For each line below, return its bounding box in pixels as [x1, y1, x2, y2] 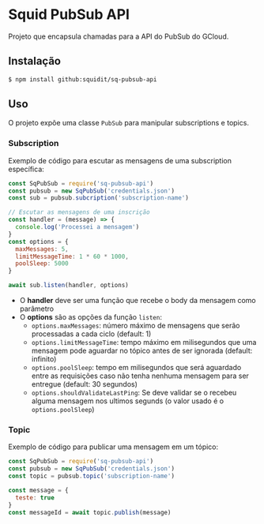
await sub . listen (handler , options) [8, 282, 129, 290]
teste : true [15, 493, 55, 502]
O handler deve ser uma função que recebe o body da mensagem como [19, 296, 256, 305]
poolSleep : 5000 [15, 260, 69, 268]
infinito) [31, 354, 57, 364]
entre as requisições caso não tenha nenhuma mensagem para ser [31, 371, 249, 380]
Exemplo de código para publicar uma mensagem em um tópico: [8, 442, 219, 451]
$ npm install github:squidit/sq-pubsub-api [8, 75, 157, 84]
